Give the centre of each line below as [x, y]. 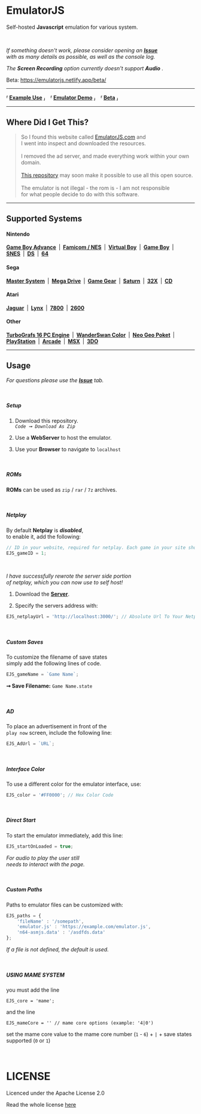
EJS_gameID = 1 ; [26, 553]
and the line [21, 1012]
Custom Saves [25, 642]
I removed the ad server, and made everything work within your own [105, 156]
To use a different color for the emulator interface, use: [74, 784]
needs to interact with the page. [45, 864]
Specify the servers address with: [56, 606]
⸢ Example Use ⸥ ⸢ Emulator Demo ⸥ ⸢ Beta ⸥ [62, 97]
